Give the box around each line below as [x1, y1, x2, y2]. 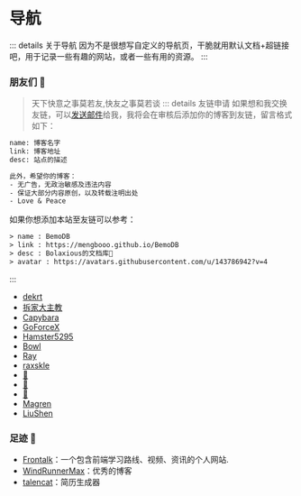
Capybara [22, 312, 59, 323]
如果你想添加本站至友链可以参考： [9, 214, 136, 225]
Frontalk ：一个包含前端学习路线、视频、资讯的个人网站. [22, 455, 229, 465]
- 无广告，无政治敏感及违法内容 [9, 179, 112, 189]
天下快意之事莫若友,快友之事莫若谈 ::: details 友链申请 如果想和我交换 [31, 98, 288, 109]
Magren [22, 398, 52, 409]
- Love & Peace [9, 197, 67, 206]
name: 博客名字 [9, 139, 61, 148]
